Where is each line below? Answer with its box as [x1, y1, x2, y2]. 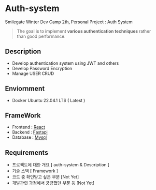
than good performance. [16, 33, 66, 39]
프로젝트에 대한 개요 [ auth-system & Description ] [12, 162, 110, 168]
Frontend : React [12, 124, 45, 130]
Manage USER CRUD [12, 71, 54, 76]
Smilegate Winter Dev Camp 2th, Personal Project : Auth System [5, 19, 133, 25]
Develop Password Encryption [12, 65, 72, 71]
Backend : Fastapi [12, 129, 48, 135]
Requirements [5, 148, 48, 157]
